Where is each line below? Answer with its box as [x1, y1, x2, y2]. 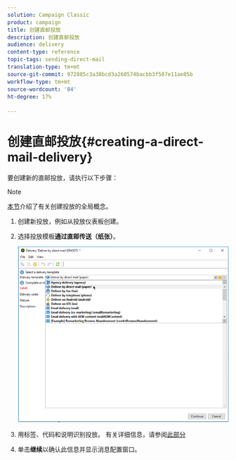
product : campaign [7, 18, 61, 26]
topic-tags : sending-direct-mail [7, 56, 105, 63]
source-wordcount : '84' [7, 85, 77, 93]
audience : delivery [7, 41, 65, 49]
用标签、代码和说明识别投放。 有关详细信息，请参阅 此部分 [17, 430, 186, 438]
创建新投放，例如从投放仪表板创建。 [17, 217, 123, 225]
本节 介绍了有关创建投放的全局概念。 [7, 202, 112, 211]
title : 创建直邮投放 [7, 26, 61, 33]
